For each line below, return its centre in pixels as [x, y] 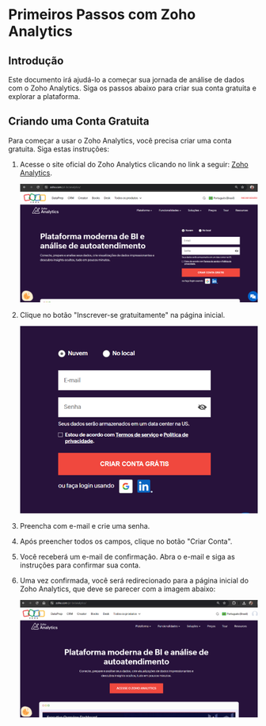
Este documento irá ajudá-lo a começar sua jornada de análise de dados [127, 80]
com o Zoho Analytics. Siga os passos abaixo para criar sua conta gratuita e [133, 88]
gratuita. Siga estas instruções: [59, 149]
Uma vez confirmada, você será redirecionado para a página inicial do [134, 581]
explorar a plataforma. [44, 96]
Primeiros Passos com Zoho [102, 15]
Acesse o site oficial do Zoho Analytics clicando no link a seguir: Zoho [134, 164]
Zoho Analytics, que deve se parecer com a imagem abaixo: [118, 589]
